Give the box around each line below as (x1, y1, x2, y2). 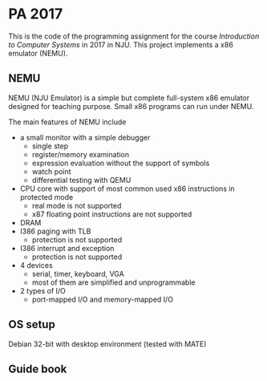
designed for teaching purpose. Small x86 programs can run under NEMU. (8, 101, 254, 111)
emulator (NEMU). (8, 48, 68, 58)
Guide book (8, 362, 67, 375)
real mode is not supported (31, 201, 122, 210)
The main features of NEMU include (8, 117, 127, 127)
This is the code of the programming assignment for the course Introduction (8, 31, 260, 41)
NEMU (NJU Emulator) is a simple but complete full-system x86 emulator (8, 93, 250, 103)
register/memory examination (31, 149, 130, 159)
